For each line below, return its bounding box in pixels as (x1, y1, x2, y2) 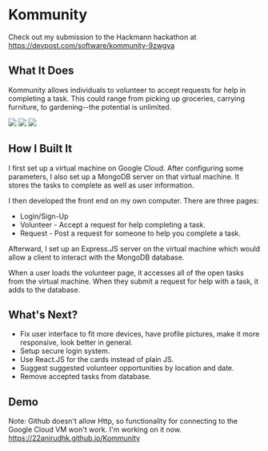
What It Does (8, 64, 74, 78)
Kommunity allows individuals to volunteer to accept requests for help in (8, 85, 246, 95)
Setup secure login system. (19, 346, 110, 356)
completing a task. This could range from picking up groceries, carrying (8, 94, 246, 103)
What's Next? (8, 308, 78, 321)
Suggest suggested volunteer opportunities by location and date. (19, 363, 234, 373)
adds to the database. (8, 284, 81, 294)
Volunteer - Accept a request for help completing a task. (19, 219, 206, 229)
